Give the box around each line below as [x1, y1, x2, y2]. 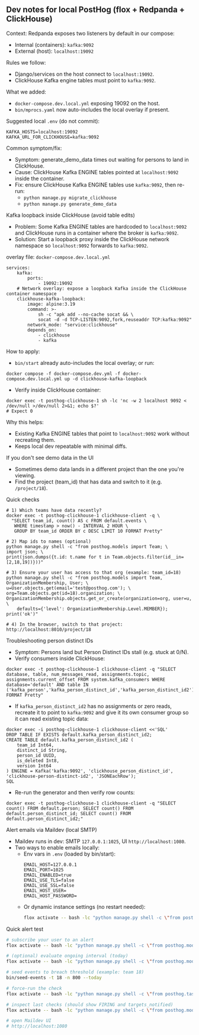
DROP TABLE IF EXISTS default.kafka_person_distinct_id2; [6, 732, 152, 738]
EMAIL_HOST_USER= [23, 887, 67, 893]
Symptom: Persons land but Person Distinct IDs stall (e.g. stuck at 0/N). [14, 648, 189, 655]
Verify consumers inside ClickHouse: [14, 655, 105, 662]
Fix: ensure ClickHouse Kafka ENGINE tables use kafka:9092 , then [14, 181, 176, 188]
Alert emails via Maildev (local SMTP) [6, 826, 98, 833]
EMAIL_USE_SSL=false [23, 882, 75, 888]
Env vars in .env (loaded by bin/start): [23, 850, 115, 857]
